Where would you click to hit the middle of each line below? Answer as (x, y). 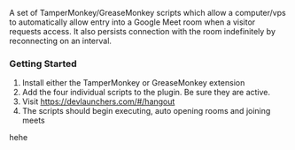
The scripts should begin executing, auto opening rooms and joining (146, 111)
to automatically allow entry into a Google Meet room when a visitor (132, 22)
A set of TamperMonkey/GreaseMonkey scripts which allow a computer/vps (147, 13)
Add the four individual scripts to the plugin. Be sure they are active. (146, 93)
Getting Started (43, 64)
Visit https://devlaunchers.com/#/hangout (98, 101)
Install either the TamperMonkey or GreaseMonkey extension (133, 83)
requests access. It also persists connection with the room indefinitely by (143, 31)
